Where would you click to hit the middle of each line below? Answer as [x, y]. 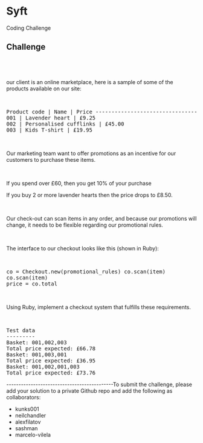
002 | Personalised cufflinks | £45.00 [65, 124]
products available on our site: [44, 88]
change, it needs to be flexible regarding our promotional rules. [85, 225]
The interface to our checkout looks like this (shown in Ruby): [82, 248]
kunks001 [27, 409]
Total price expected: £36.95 [51, 361]
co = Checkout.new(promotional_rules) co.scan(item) [86, 272]
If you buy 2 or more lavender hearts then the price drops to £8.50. [90, 195]
